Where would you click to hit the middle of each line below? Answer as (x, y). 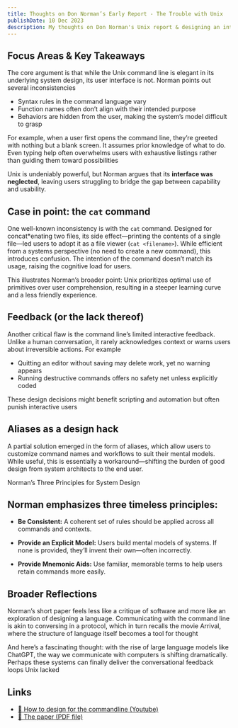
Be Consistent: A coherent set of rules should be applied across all (116, 522)
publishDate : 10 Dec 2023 (45, 21)
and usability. (27, 189)
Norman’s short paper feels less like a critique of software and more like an (117, 611)
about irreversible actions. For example (64, 349)
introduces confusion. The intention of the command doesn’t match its (110, 258)
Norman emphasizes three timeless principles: (113, 505)
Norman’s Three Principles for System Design (74, 482)
